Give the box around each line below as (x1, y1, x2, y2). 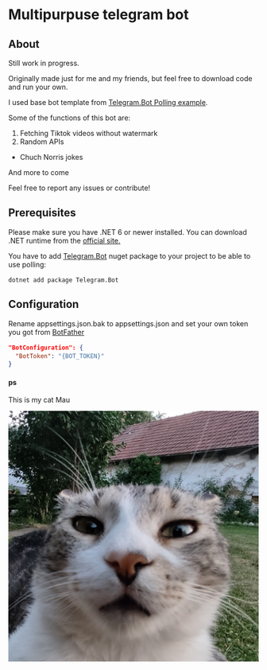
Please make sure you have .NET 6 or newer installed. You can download (8, 227, 248, 236)
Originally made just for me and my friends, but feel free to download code (8, 74, 253, 83)
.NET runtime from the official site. (8, 236, 121, 245)
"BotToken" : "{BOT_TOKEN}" (15, 352, 105, 360)
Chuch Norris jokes (19, 153, 83, 162)
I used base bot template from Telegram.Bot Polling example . (8, 98, 208, 107)
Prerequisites (8, 206, 76, 220)
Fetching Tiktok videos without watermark (19, 129, 158, 138)
